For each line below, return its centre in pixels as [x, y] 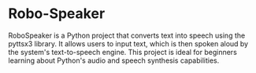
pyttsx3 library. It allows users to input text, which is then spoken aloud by [128, 43]
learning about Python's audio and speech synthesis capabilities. [114, 60]
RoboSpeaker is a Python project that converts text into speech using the [127, 35]
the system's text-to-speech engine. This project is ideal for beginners [123, 52]
